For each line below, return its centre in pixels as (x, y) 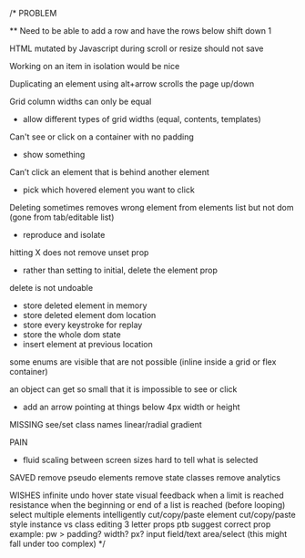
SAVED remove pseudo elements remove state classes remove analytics (145, 477)
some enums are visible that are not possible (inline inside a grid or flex (143, 362)
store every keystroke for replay (82, 325)
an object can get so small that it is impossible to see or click (123, 389)
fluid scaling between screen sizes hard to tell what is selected (140, 460)
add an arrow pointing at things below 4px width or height (131, 407)
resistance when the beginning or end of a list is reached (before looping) (147, 505)
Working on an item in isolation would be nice (95, 66)
